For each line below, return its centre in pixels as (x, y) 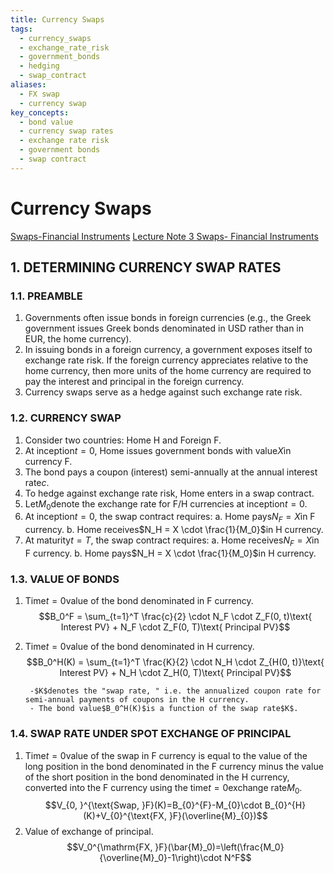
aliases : (28, 85)
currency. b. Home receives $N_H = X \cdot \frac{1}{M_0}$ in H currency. (174, 530)
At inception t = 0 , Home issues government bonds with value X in (158, 450)
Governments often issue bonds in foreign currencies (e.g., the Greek (168, 318)
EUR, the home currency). (78, 339)
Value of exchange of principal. (89, 832)
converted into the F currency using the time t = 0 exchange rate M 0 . (163, 788)
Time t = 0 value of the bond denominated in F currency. (139, 601)
